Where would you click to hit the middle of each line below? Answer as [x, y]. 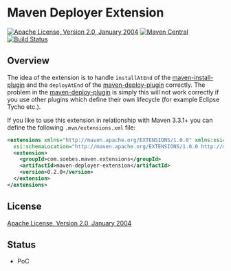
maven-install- [193, 77]
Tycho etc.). [24, 107]
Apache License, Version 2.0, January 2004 [69, 223]
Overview [29, 61]
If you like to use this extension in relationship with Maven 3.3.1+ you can [110, 120]
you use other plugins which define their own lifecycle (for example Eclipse [113, 99]
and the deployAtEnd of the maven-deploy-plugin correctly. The [116, 85]
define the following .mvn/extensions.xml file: [71, 127]
